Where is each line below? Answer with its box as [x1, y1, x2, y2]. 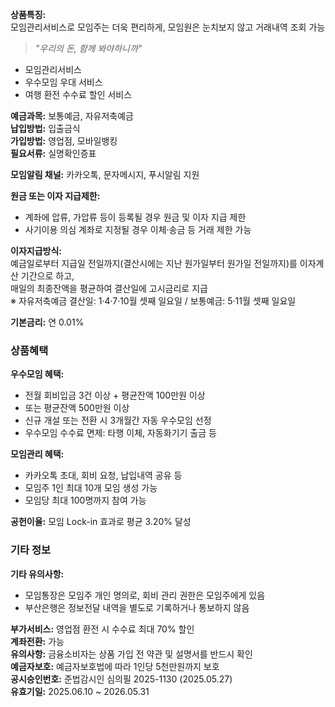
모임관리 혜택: [10, 448, 65, 460]
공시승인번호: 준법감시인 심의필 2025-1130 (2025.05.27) [10, 673, 233, 685]
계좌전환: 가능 [10, 635, 65, 647]
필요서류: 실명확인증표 [10, 148, 97, 159]
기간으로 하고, [20, 270, 75, 282]
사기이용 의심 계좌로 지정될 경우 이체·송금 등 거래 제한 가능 [24, 224, 252, 235]
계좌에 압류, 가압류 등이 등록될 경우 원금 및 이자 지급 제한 [24, 211, 247, 223]
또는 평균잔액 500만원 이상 [24, 402, 130, 414]
